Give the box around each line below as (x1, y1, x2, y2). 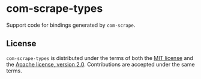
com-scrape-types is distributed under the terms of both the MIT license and (6, 54, 194, 61)
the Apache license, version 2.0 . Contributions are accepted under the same (6, 61, 195, 68)
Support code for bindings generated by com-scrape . (6, 21, 136, 29)
